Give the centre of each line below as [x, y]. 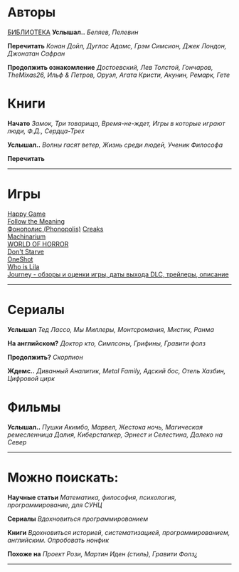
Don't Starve [26, 251]
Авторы [32, 12]
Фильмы [34, 407]
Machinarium [27, 236]
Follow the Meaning [36, 221]
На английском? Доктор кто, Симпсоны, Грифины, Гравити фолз [107, 343]
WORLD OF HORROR [38, 244]
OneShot [20, 259]
